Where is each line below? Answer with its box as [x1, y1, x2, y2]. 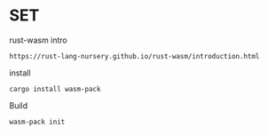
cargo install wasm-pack [9, 84, 101, 93]
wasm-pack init [9, 117, 66, 126]
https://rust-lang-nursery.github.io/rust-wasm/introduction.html [9, 52, 260, 60]
